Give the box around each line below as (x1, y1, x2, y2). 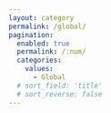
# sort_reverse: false (16, 89, 103, 98)
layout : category (8, 13, 75, 23)
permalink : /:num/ (16, 47, 87, 56)
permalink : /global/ (8, 22, 87, 31)
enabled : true (16, 38, 70, 48)
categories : (16, 56, 63, 65)
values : (25, 65, 54, 74)
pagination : (8, 30, 54, 39)
